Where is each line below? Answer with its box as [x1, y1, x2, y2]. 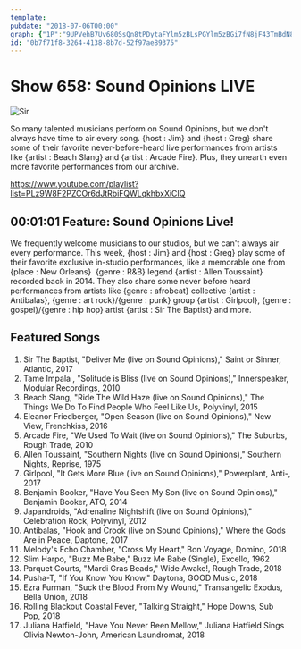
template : [10, 13, 47, 22]
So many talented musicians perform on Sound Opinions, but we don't [10, 123, 269, 134]
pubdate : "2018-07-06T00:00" [10, 21, 119, 30]
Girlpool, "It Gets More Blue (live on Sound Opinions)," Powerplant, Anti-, [22, 468, 291, 478]
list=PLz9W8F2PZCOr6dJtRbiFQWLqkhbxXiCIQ [10, 189, 186, 199]
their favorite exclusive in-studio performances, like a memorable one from [10, 257, 286, 267]
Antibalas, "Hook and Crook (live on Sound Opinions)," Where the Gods [22, 525, 287, 535]
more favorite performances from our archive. [10, 162, 180, 173]
